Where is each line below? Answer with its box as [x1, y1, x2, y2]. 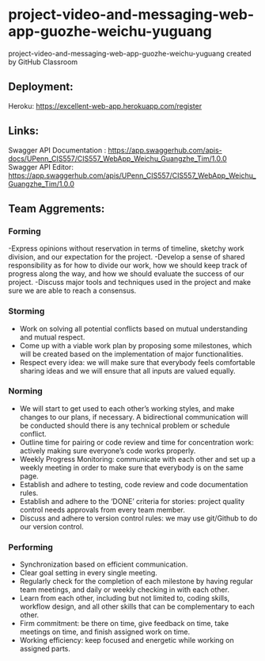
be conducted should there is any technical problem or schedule [19, 421, 230, 430]
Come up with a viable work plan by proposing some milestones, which [19, 340, 252, 350]
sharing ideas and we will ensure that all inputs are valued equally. [19, 366, 236, 375]
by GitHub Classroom [8, 57, 78, 67]
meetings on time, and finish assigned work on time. [19, 627, 191, 636]
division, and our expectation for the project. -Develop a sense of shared [8, 252, 245, 262]
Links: [8, 125, 40, 138]
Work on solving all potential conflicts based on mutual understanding [19, 324, 248, 333]
